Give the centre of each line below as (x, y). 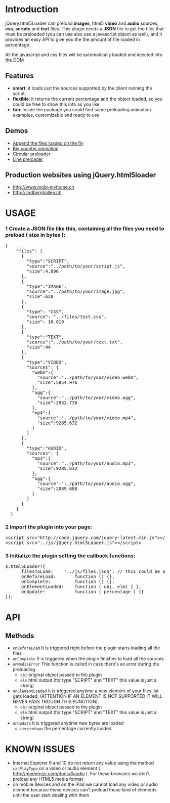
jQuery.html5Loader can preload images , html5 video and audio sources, (82, 23)
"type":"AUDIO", (47, 448)
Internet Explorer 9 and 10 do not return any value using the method (83, 763)
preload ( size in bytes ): (35, 235)
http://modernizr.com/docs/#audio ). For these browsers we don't (81, 774)
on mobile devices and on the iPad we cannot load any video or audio (85, 784)
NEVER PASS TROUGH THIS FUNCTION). (56, 702)
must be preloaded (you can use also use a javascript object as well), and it (84, 34)
